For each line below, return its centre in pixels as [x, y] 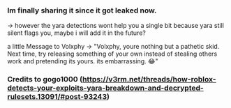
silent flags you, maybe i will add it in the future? [77, 33]
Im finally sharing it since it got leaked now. [82, 10]
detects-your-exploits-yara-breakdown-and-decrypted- [105, 88]
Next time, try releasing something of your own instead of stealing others [112, 54]
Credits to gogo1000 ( [45, 79]
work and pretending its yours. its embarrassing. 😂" [83, 61]
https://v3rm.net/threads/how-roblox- [149, 79]
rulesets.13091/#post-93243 [57, 97]
